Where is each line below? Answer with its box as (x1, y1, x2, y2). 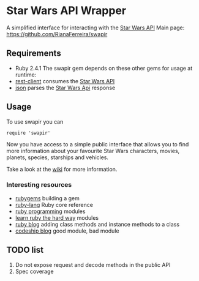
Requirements (6, 48, 61, 59)
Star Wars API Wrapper (6, 4, 127, 18)
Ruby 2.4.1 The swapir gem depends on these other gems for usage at (15, 64, 193, 72)
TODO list (6, 245, 44, 255)
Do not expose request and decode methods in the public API (15, 261, 171, 268)
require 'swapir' (6, 130, 51, 136)
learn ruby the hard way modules (15, 214, 99, 221)
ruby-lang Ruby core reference (15, 201, 94, 208)
